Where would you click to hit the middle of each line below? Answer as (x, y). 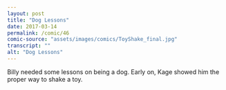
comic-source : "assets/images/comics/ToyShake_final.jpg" (92, 39)
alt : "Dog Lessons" (35, 53)
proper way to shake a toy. (45, 79)
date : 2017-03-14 (32, 26)
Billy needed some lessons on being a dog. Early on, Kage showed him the (113, 72)
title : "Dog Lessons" (38, 20)
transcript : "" (29, 46)
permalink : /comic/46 (38, 33)
